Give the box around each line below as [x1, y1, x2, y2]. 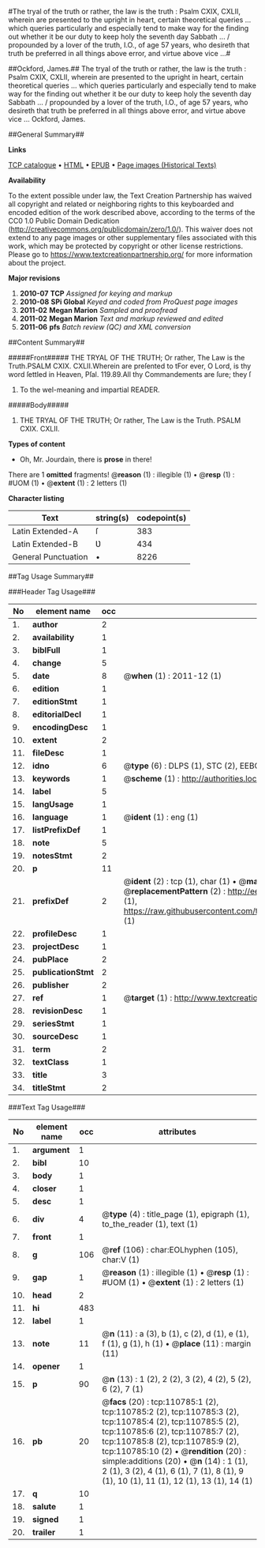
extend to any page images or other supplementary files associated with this [8, 233, 257, 242]
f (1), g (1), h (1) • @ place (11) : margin [102, 1339, 252, 1349]
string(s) [95, 513, 129, 523]
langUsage [32, 799, 74, 809]
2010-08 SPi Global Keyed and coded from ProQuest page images [19, 297, 238, 307]
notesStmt [32, 850, 73, 861]
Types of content [8, 439, 65, 449]
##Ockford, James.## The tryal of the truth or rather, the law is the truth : [8, 64, 247, 73]
